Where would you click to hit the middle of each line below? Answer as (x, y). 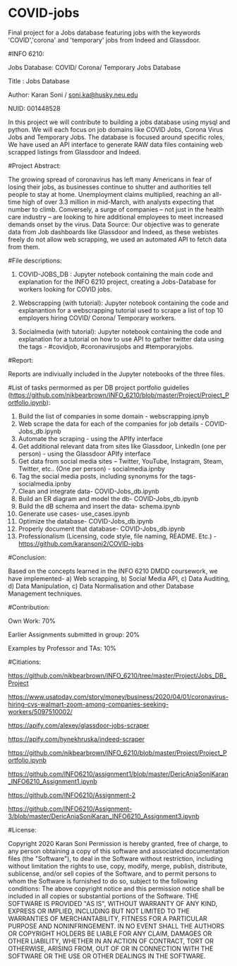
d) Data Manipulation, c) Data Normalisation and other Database (101, 586)
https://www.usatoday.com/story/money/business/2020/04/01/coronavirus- (118, 696)
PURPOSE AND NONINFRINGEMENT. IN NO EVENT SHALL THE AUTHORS (116, 926)
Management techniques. (45, 593)
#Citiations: (25, 662)
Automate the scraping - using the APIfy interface (90, 438)
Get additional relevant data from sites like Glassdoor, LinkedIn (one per (122, 446)
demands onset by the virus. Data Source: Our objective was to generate (114, 224)
